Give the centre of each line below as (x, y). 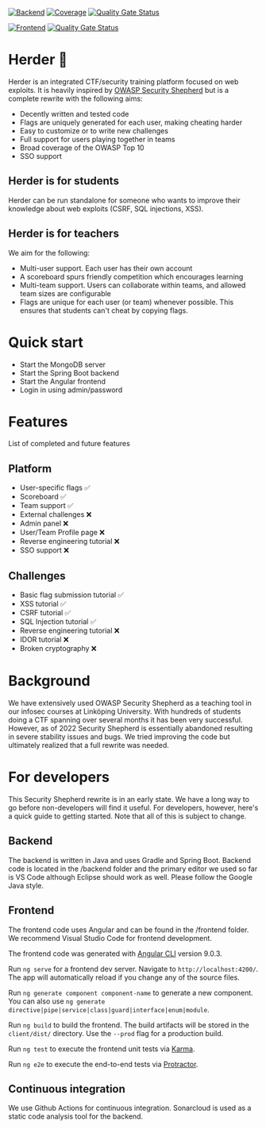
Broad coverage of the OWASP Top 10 (82, 148)
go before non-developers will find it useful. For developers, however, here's (133, 807)
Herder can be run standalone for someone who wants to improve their (124, 200)
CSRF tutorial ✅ (45, 613)
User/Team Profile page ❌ (62, 533)
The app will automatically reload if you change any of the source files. (124, 977)
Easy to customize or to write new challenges (94, 130)
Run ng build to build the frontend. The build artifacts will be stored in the (129, 1025)
